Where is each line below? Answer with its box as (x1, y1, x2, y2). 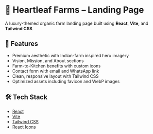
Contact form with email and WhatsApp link (12, 68, 100, 74)
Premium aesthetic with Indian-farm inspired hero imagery (12, 52, 129, 58)
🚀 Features (5, 40, 38, 48)
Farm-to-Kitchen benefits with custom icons (12, 63, 101, 68)
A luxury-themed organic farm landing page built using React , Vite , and (5, 20, 149, 26)
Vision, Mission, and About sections (12, 58, 84, 64)
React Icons (12, 124, 36, 130)
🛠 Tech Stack (5, 93, 48, 101)
